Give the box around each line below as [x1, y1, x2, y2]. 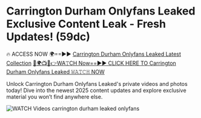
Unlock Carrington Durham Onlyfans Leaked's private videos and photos [6, 80, 188, 87]
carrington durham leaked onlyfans [51, 105, 140, 112]
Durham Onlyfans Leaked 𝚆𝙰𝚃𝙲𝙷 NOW [6, 68, 105, 75]
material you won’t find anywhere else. [6, 93, 103, 100]
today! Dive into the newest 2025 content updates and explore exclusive [6, 87, 186, 94]
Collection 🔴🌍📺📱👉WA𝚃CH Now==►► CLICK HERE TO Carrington [6, 59, 177, 67]
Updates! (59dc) [6, 30, 91, 44]
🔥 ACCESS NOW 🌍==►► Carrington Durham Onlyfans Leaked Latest [6, 50, 182, 57]
